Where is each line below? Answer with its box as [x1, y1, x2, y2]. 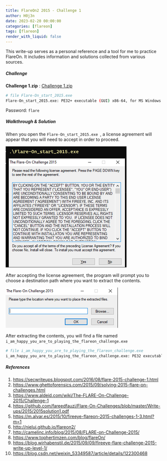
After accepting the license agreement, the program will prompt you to [5, 272, 150, 278]
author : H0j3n [5, 13, 35, 18]
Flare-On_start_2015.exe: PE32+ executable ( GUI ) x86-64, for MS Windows [5, 98, 162, 103]
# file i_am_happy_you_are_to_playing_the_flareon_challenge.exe [5, 348, 143, 353]
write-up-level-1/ [12, 445, 48, 451]
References [5, 364, 30, 370]
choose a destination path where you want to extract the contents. [5, 277, 142, 283]
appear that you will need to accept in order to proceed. [5, 136, 120, 142]
